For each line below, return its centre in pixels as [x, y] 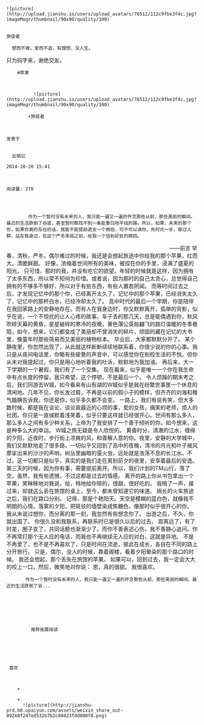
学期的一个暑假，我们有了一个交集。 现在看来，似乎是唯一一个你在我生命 [103, 369]
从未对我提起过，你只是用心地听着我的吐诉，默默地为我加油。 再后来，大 [97, 362]
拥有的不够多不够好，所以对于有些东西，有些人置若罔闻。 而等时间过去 [95, 286]
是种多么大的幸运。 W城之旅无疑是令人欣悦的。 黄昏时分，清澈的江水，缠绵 [101, 430]
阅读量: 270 [20, 189]
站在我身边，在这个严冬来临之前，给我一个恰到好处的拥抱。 [78, 236]
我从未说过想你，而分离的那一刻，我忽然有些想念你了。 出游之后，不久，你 [100, 514]
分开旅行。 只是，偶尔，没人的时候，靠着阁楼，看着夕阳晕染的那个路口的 [97, 552]
